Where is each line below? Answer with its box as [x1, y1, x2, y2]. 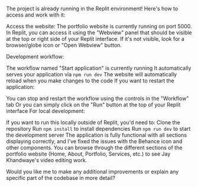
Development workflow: [6, 53, 64, 60]
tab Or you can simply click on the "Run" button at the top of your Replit [6, 101, 181, 108]
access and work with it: [6, 11, 66, 18]
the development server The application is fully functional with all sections [6, 131, 187, 138]
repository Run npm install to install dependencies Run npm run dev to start [6, 125, 191, 132]
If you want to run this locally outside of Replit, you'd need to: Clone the [6, 119, 180, 126]
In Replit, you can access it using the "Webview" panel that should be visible [6, 29, 192, 36]
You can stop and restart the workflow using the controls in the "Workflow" [6, 95, 189, 102]
